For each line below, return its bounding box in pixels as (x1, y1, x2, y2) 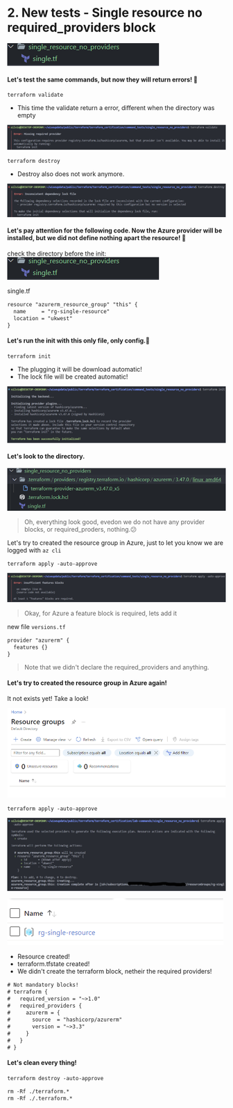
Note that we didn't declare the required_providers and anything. (24, 663, 209, 671)
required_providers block (7, 19, 156, 35)
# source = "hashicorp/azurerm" (7, 1016, 123, 1023)
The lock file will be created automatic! (17, 372, 128, 381)
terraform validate (7, 92, 64, 99)
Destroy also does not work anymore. (17, 170, 125, 178)
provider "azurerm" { (7, 637, 70, 644)
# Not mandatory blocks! (7, 981, 79, 988)
